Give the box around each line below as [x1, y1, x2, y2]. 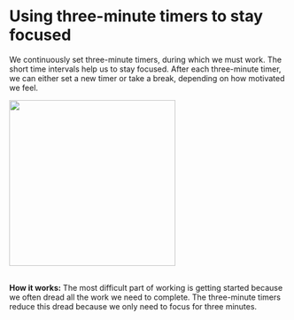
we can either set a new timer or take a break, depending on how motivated [9, 72, 285, 83]
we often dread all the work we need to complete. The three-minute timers [9, 292, 282, 302]
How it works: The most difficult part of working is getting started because [9, 282, 283, 293]
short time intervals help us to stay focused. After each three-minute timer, [9, 64, 282, 74]
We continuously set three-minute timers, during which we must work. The [9, 54, 282, 65]
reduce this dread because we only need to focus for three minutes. [9, 301, 258, 311]
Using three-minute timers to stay [9, 6, 264, 27]
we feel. [9, 82, 38, 93]
